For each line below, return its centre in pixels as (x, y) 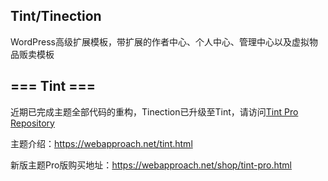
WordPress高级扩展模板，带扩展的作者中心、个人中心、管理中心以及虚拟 (160, 41)
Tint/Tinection (56, 16)
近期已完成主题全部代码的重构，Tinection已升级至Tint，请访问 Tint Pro (154, 111)
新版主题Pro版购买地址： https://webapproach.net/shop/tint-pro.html (151, 165)
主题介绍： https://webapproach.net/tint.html (101, 143)
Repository (32, 123)
